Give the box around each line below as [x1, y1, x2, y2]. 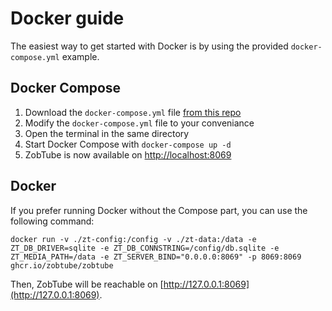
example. [61, 50, 100, 62]
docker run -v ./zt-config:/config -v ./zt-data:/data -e [10, 234, 257, 244]
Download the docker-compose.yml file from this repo [24, 106, 242, 118]
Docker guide [10, 7, 125, 30]
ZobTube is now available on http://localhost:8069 [24, 148, 232, 161]
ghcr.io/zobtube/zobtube [10, 260, 114, 271]
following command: [10, 215, 95, 227]
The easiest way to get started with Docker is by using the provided [10, 40, 289, 52]
